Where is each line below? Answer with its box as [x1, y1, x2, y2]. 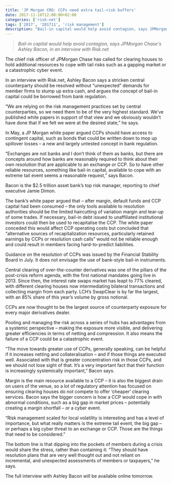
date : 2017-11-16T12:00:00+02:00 [5, 12, 77, 17]
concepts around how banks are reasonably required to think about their [5, 156, 158, 162]
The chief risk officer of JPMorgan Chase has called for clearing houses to [5, 56, 163, 62]
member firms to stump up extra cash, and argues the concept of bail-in [5, 88, 158, 94]
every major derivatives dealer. [5, 309, 71, 316]
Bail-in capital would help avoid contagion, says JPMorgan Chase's [17, 41, 162, 47]
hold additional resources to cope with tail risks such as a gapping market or [5, 62, 166, 68]
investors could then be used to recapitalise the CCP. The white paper [5, 219, 154, 226]
